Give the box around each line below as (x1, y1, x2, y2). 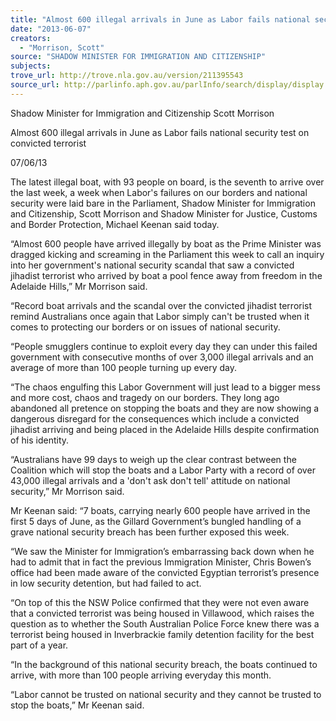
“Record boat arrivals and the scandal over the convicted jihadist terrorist (10, 299, 313, 311)
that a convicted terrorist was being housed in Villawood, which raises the (10, 607, 315, 619)
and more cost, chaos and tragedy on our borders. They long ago (10, 391, 280, 403)
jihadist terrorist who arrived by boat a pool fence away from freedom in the (10, 269, 323, 281)
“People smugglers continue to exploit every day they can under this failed (10, 340, 318, 352)
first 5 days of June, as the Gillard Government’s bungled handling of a (10, 515, 302, 527)
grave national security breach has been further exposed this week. (10, 526, 290, 538)
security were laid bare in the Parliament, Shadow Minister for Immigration (10, 197, 316, 209)
